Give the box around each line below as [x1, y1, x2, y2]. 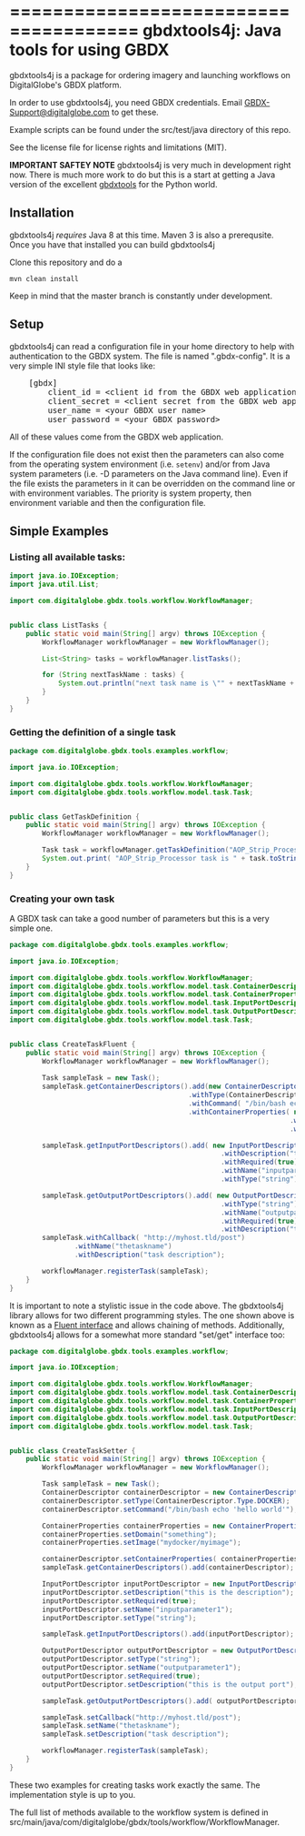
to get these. [111, 106, 159, 117]
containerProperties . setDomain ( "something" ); [42, 1529, 218, 1538]
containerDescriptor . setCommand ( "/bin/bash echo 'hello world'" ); [42, 1505, 299, 1514]
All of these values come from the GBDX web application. [9, 431, 224, 442]
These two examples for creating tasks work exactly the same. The [9, 1780, 261, 1791]
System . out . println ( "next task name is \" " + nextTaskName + [57, 679, 295, 688]
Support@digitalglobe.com [9, 106, 111, 117]
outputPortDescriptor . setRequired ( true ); [42, 1671, 202, 1680]
